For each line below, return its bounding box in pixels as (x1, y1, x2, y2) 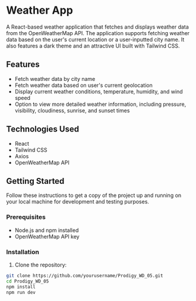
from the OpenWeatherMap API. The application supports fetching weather (6, 29, 190, 36)
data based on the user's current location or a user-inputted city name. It (6, 36, 185, 43)
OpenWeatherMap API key (14, 233, 80, 240)
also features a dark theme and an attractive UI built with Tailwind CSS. (6, 42, 180, 49)
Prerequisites (6, 213, 46, 221)
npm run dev (6, 289, 36, 295)
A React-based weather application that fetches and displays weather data (6, 23, 189, 30)
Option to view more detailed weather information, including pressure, (14, 101, 186, 108)
